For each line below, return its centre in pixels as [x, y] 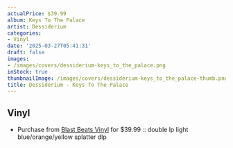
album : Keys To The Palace [46, 20]
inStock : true [28, 72]
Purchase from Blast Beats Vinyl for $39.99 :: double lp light [103, 130]
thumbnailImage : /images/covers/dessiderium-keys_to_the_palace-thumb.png [118, 78]
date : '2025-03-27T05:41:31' [49, 46]
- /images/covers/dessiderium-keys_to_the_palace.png [87, 65]
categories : [24, 33]
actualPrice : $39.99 [37, 14]
